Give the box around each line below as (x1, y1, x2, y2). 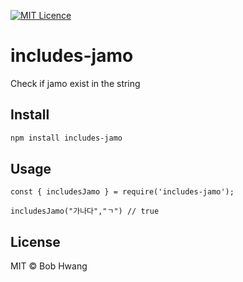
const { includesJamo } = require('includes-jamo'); (10, 187, 235, 197)
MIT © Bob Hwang (10, 260, 88, 272)
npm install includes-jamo (10, 133, 123, 143)
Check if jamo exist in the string (10, 77, 141, 89)
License (10, 233, 61, 250)
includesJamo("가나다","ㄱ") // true (10, 206, 160, 217)
